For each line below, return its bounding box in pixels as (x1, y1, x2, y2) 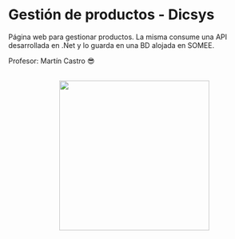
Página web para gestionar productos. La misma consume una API (8, 32, 228, 42)
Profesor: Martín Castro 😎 (8, 56, 95, 66)
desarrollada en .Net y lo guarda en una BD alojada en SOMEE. (8, 40, 214, 50)
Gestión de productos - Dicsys (8, 6, 215, 24)
